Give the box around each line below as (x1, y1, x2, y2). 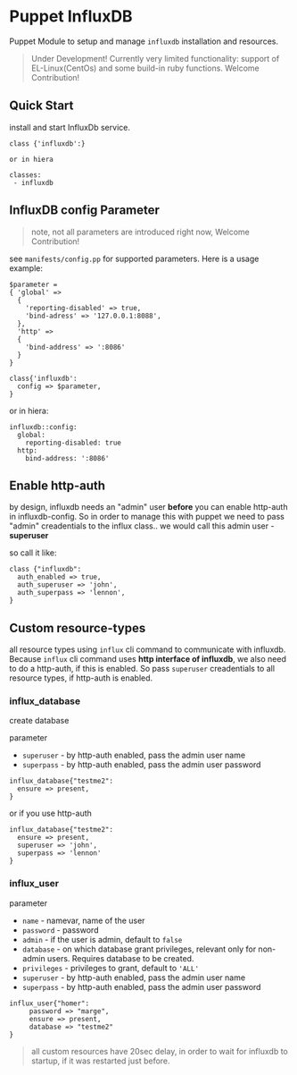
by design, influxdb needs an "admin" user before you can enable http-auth (9, 502, 288, 512)
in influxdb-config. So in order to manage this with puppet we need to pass (9, 512, 285, 522)
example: (9, 262, 43, 274)
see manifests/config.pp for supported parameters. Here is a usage (9, 253, 260, 264)
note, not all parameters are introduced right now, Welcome (30, 226, 250, 237)
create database (9, 715, 70, 726)
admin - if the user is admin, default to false (21, 934, 183, 944)
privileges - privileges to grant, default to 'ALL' (21, 962, 199, 973)
